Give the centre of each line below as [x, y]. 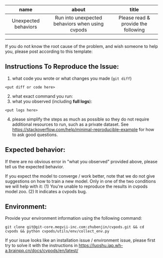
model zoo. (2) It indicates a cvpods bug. [46, 191]
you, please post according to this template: [49, 51]
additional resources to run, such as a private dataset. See [70, 124]
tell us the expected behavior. [34, 167]
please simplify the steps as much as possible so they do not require [81, 119]
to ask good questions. [35, 135]
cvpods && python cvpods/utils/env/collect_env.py [57, 231]
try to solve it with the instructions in [41, 245]
